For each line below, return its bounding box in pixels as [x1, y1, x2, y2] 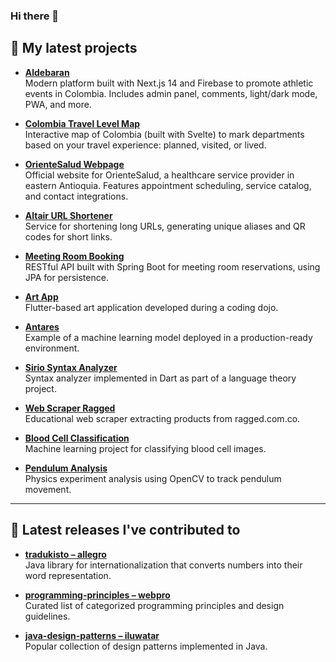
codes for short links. [24, 230, 113, 243]
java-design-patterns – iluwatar [24, 629, 160, 641]
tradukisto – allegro [24, 548, 107, 560]
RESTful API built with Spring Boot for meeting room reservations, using [24, 260, 321, 273]
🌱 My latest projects [10, 40, 138, 57]
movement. [24, 483, 72, 495]
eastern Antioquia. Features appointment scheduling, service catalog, [24, 179, 312, 191]
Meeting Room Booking [24, 250, 125, 262]
